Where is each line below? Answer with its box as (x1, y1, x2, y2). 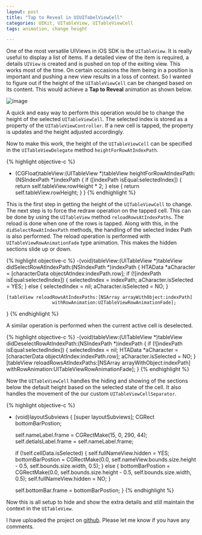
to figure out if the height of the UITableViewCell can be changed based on (6, 80, 192, 87)
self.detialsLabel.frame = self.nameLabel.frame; (14, 438, 134, 445)
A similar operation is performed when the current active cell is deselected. (6, 322, 193, 329)
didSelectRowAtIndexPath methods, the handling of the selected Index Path (6, 227, 192, 234)
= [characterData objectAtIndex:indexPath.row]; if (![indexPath (6, 270, 162, 277)
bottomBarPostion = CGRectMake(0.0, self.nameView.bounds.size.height (14, 456, 197, 463)
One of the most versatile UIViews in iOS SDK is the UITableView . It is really (6, 48, 192, 55)
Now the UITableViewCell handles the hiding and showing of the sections (6, 377, 188, 384)
